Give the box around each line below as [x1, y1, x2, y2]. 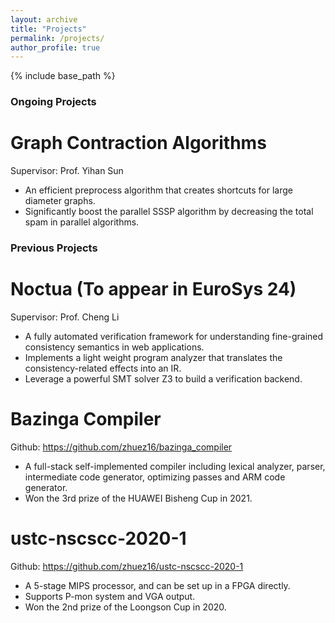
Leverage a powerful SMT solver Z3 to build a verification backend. [24, 372, 303, 385]
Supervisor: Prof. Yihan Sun [10, 165, 124, 177]
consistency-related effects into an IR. [24, 362, 182, 374]
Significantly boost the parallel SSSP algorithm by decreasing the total [24, 206, 314, 218]
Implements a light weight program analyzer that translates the [24, 351, 283, 363]
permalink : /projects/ [10, 33, 105, 43]
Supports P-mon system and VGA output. [24, 590, 196, 602]
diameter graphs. [24, 195, 96, 207]
